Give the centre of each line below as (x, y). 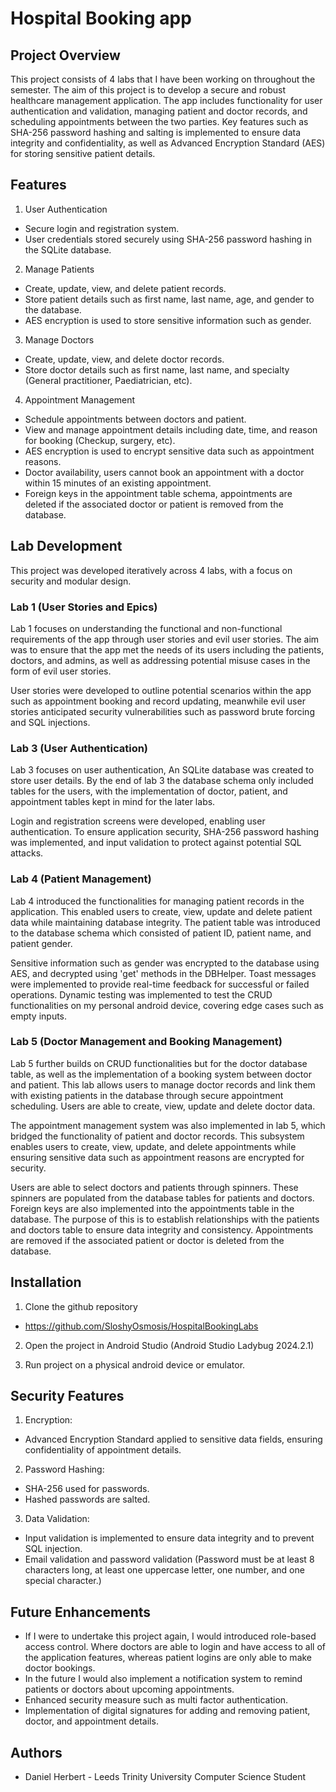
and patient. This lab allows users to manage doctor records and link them (163, 1084)
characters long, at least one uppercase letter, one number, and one (164, 1570)
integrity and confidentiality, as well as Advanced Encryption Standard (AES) (168, 143)
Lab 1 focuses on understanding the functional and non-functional (146, 628)
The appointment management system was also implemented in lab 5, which (168, 1125)
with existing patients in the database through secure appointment (147, 1095)
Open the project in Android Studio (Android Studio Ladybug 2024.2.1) (169, 1345)
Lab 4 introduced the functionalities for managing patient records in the (157, 901)
